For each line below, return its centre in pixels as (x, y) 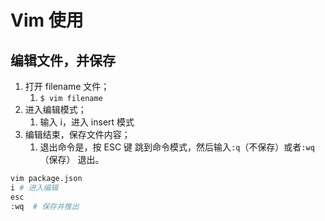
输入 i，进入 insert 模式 (87, 122)
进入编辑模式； (55, 109)
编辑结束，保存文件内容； (77, 134)
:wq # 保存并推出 (45, 206)
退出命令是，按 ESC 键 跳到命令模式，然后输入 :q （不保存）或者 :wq (177, 147)
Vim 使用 (47, 20)
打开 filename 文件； (67, 86)
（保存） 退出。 (72, 159)
